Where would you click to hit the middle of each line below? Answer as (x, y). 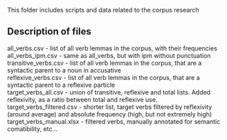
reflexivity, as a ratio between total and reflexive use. (82, 99)
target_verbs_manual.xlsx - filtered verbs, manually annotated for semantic (114, 121)
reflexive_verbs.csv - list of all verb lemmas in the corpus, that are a (104, 77)
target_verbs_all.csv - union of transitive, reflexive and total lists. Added (109, 92)
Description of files (49, 31)
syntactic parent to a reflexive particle (61, 85)
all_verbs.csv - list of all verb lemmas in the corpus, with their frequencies (112, 48)
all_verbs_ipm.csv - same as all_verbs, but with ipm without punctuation (109, 55)
